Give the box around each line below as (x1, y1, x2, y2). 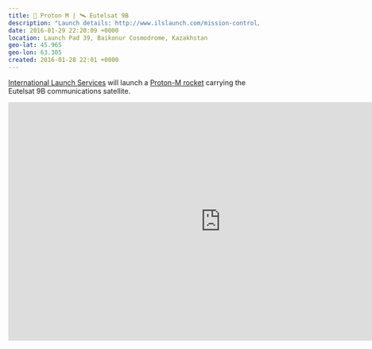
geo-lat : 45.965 (8, 41, 62, 49)
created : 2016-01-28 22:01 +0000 (8, 56, 119, 64)
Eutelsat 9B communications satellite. (8, 86, 131, 95)
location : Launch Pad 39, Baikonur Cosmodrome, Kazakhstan (8, 33, 208, 42)
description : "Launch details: (8, 19, 112, 27)
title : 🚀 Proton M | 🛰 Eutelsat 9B (8, 11, 129, 20)
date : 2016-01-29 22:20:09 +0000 (8, 26, 119, 34)
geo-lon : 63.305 (8, 48, 62, 56)
